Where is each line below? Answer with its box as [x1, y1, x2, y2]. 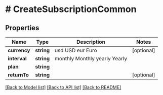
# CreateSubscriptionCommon [5, 4, 137, 15]
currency [8, 47, 30, 54]
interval [8, 55, 27, 62]
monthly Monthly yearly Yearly [55, 55, 128, 62]
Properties [5, 24, 39, 32]
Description [76, 39, 105, 45]
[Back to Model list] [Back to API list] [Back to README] [5, 84, 121, 90]
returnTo [8, 71, 29, 78]
